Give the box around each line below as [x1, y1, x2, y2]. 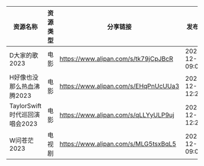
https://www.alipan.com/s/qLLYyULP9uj [59, 111, 175, 119]
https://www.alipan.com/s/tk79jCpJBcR [59, 55, 174, 63]
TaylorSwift [9, 102, 42, 110]
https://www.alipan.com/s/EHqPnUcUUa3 [59, 82, 180, 90]
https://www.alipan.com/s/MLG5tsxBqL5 [59, 140, 177, 148]
